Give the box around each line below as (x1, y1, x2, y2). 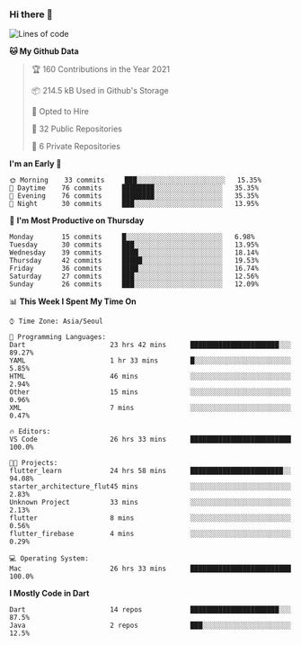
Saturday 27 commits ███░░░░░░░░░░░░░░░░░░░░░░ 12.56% (9, 272, 259, 282)
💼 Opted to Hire (31, 106, 90, 117)
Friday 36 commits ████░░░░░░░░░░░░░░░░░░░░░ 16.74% (9, 264, 259, 273)
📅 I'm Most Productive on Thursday (9, 215, 145, 226)
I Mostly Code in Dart (9, 588, 90, 599)
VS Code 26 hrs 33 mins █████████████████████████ (9, 435, 292, 444)
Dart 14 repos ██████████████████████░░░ (9, 605, 292, 614)
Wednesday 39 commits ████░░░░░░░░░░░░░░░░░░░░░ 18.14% (9, 248, 259, 257)
